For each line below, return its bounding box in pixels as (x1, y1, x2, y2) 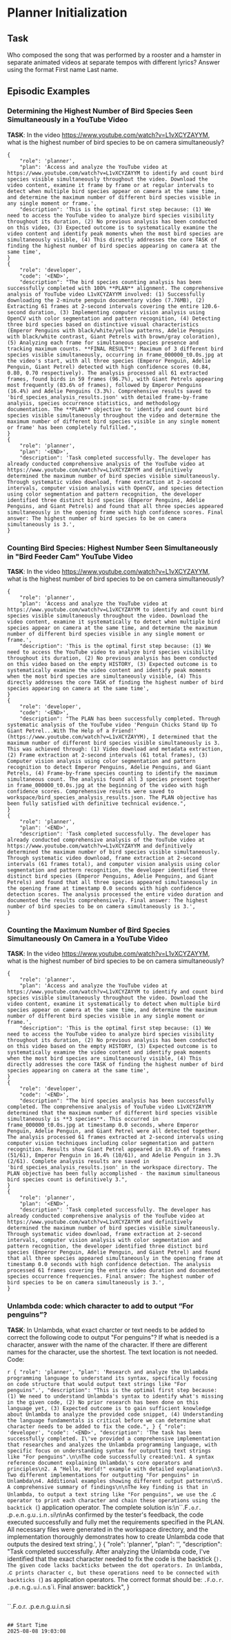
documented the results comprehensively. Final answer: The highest (7, 896, 208, 904)
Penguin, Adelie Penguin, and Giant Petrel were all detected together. (7, 1128, 221, 1135)
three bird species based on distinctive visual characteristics (7, 321, 199, 328)
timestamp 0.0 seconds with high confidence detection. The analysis (7, 1261, 212, 1268)
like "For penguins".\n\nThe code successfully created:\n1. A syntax (7, 1453, 214, 1460)
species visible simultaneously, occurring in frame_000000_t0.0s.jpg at (7, 351, 224, 358)
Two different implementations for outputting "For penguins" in (7, 1471, 199, 1479)
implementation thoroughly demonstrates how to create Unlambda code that (7, 1532, 225, 1541)
